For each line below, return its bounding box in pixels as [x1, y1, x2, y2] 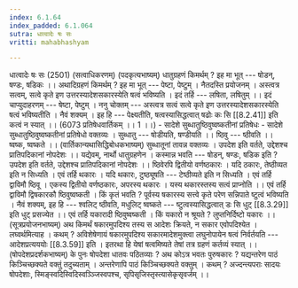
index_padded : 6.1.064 [9, 21, 93, 30]
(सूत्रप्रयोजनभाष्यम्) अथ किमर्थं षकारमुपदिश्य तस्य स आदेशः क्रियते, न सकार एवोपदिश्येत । [9, 219, 258, 230]
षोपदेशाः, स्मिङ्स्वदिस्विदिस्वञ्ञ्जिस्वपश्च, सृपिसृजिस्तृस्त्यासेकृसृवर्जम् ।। [9, 269, 210, 280]
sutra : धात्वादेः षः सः [9, 29, 73, 38]
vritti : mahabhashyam [9, 37, 90, 47]
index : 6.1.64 [9, 12, 62, 22]
